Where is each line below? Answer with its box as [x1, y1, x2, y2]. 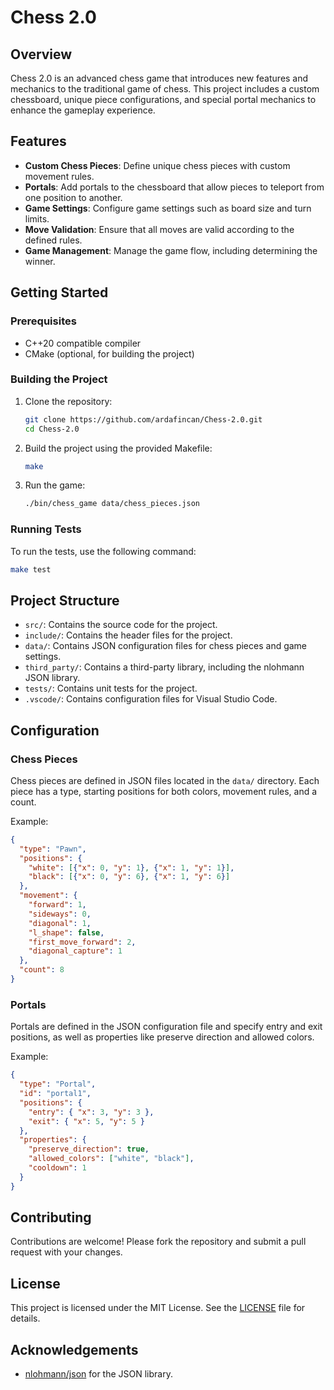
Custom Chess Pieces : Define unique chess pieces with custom [24, 159, 291, 171]
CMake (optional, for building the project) [24, 347, 195, 360]
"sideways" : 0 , [28, 909, 92, 919]
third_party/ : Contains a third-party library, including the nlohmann [24, 661, 305, 673]
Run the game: [24, 479, 86, 491]
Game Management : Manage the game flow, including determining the [24, 244, 318, 256]
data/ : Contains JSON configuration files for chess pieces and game [24, 640, 308, 652]
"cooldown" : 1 [28, 1163, 87, 1173]
